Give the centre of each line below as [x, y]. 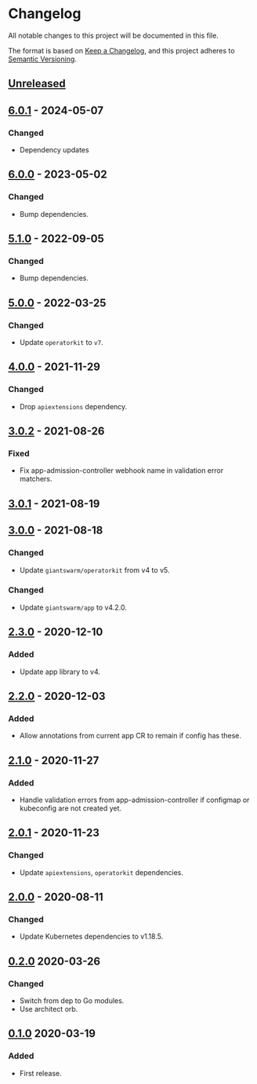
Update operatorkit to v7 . [61, 342]
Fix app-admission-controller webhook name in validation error [121, 471]
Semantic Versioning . [42, 59]
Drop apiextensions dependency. [73, 406]
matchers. [36, 479]
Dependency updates [54, 150]
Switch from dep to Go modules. [72, 1000]
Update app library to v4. [60, 672]
